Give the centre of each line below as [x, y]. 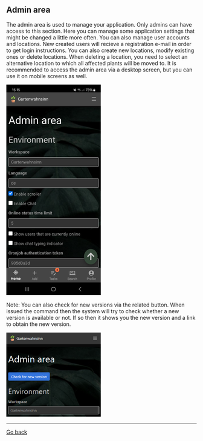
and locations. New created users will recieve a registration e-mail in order [99, 44]
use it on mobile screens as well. [47, 76]
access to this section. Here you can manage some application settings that [101, 31]
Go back [17, 432]
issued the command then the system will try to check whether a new [93, 311]
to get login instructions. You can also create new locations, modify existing [100, 50]
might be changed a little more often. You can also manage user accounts [98, 37]
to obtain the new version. [39, 324]
